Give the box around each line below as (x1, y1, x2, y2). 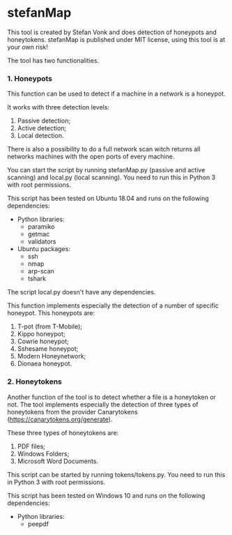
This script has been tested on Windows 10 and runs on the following (7, 491, 206, 499)
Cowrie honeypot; (17, 337, 69, 346)
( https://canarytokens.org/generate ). (7, 415, 113, 423)
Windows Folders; (17, 449, 70, 458)
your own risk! (7, 43, 49, 51)
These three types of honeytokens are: (7, 428, 119, 437)
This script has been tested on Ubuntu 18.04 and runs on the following (7, 194, 209, 203)
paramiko (27, 223, 55, 231)
